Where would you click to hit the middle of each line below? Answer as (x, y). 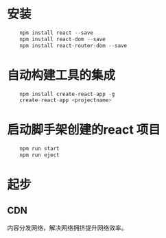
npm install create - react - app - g (67, 94)
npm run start (39, 149)
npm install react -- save (57, 33)
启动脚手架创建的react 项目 (84, 130)
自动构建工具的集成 (61, 75)
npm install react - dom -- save (63, 39)
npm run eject (39, 155)
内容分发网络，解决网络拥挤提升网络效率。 (67, 228)
